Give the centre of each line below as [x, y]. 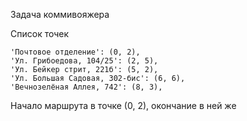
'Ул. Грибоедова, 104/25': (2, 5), [84, 61]
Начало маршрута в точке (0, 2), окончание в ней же [123, 105]
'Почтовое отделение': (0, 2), [75, 52]
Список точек [40, 33]
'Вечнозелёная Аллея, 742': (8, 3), [86, 87]
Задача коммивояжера [60, 14]
